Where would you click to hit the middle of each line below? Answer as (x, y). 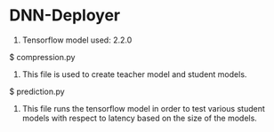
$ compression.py (42, 57)
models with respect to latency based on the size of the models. (140, 118)
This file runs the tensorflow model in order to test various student (143, 108)
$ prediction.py (37, 91)
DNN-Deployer (65, 16)
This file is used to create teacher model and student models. (134, 74)
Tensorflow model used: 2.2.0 (77, 40)
